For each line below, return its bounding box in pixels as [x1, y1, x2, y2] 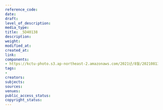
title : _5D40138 [5, 30, 38, 35]
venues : [5, 89, 21, 93]
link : [5, 52, 16, 57]
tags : [5, 66, 16, 71]
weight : [5, 39, 21, 44]
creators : [5, 75, 25, 80]
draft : [5, 16, 18, 21]
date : [5, 12, 16, 17]
